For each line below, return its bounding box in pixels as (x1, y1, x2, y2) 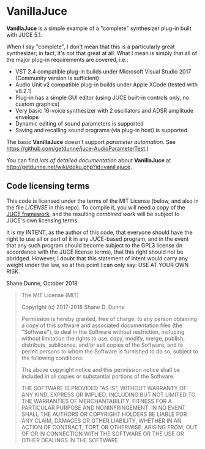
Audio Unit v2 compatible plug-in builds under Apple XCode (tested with (15, 81, 198, 88)
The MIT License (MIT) (21, 291, 80, 298)
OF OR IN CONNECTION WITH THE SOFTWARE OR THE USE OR (21, 430, 184, 437)
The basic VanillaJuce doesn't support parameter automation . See (6, 138, 176, 145)
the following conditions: (21, 354, 84, 361)
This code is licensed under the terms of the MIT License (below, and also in (6, 197, 199, 205)
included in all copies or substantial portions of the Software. (21, 372, 175, 380)
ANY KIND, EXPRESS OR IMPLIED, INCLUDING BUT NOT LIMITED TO (21, 391, 196, 398)
